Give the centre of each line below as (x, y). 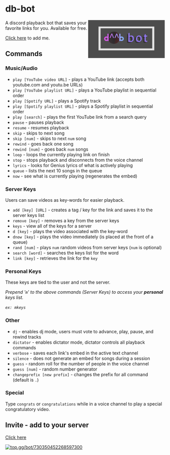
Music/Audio (22, 68)
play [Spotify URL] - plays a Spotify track (57, 101)
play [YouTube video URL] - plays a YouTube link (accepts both (78, 79)
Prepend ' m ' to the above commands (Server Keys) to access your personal (84, 292)
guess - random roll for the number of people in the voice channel (81, 363)
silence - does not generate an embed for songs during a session (81, 358)
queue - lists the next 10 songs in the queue (57, 170)
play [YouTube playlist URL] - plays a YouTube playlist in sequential (84, 90)
